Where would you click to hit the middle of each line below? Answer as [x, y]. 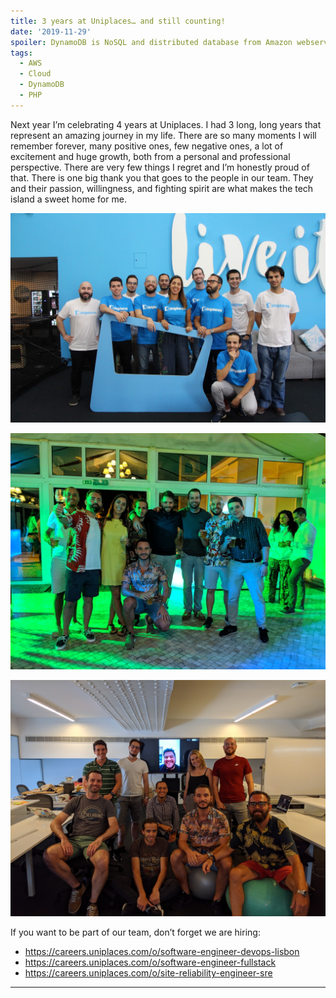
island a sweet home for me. [68, 199]
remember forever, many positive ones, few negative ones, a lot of [147, 146]
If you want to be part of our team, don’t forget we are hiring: [135, 932]
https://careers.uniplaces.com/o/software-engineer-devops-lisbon [162, 952]
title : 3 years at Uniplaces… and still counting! [118, 21]
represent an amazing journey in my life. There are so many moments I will [163, 135]
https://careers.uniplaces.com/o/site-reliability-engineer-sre [148, 973]
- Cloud [35, 74]
